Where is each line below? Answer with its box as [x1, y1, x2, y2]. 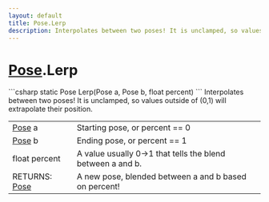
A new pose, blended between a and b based [76, 171, 247, 182]
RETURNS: [12, 171, 53, 182]
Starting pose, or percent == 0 [76, 122, 191, 133]
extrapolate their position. [8, 105, 94, 114]
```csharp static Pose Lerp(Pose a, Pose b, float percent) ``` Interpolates [8, 87, 244, 97]
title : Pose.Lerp [8, 19, 66, 27]
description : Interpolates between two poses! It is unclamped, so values [8, 26, 263, 34]
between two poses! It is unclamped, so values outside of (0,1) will [8, 96, 227, 105]
